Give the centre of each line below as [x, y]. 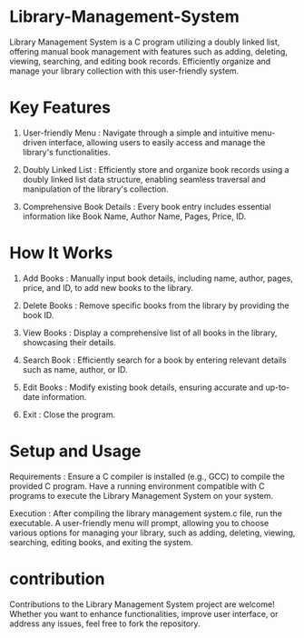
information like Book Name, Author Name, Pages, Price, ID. [134, 216]
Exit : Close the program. [69, 414]
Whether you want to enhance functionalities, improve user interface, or [144, 613]
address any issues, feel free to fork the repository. [105, 623]
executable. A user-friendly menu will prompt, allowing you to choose [139, 523]
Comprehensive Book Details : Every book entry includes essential [147, 206]
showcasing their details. [69, 342]
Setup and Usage [75, 451]
